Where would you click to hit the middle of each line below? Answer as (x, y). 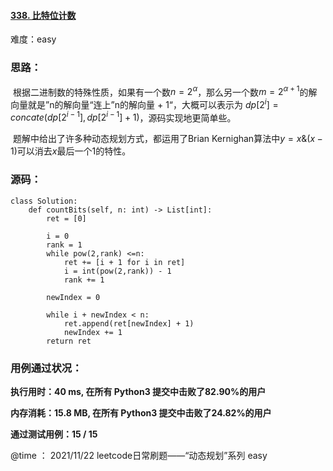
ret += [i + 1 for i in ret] (124, 262)
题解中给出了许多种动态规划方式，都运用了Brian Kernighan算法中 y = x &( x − (167, 139)
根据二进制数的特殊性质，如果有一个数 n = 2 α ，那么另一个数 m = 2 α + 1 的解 (165, 91)
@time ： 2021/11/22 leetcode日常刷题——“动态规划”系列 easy (139, 456)
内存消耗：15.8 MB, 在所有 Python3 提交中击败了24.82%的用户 (141, 413)
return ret (69, 341)
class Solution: (44, 201)
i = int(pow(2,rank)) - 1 (117, 271)
